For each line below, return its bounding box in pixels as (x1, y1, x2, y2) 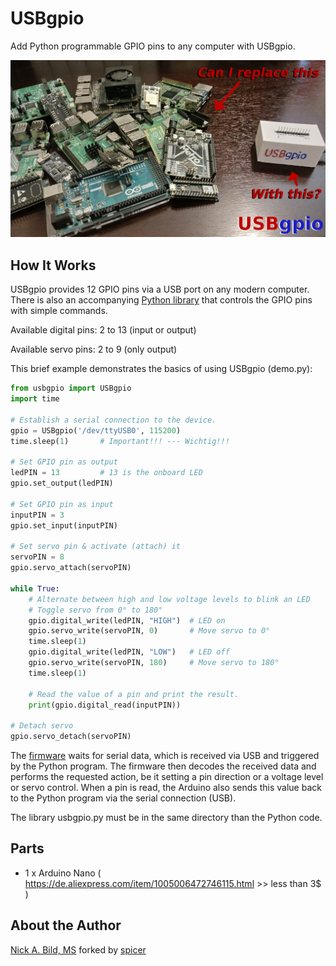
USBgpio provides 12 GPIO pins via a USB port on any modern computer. (10, 283, 310, 296)
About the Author (10, 917, 122, 934)
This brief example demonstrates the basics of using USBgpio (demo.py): (10, 363, 313, 375)
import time (10, 394, 60, 404)
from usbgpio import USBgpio (10, 383, 132, 394)
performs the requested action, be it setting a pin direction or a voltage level (10, 771, 324, 782)
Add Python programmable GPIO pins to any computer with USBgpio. (10, 40, 296, 52)
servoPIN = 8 (10, 552, 65, 562)
